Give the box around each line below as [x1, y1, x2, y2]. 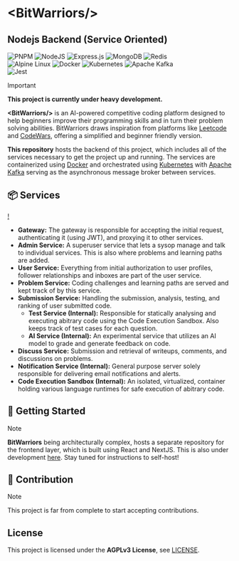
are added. [17, 256, 50, 264]
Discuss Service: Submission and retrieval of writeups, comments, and [17, 347, 228, 355]
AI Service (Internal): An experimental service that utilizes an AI [28, 331, 217, 340]
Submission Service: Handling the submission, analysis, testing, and [17, 293, 221, 302]
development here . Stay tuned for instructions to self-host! [7, 453, 179, 461]
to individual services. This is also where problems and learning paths [17, 248, 223, 257]
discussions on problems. [17, 354, 94, 362]
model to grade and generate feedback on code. [28, 339, 171, 347]
